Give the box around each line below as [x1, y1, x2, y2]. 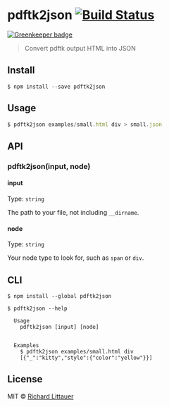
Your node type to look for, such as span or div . [7, 253, 144, 262]
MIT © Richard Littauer [7, 392, 74, 401]
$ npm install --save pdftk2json [7, 83, 106, 90]
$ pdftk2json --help [7, 305, 68, 312]
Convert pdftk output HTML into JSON [24, 44, 136, 52]
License [7, 373, 43, 385]
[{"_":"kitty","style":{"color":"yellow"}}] [20, 354, 153, 361]
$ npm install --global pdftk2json [7, 292, 112, 299]
